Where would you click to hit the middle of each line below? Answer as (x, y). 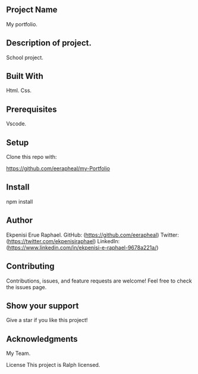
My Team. (18, 353)
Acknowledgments (42, 339)
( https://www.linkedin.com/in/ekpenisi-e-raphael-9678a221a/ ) (82, 247)
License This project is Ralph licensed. (53, 365)
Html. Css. (19, 91)
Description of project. (49, 43)
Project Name (32, 10)
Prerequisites (32, 109)
